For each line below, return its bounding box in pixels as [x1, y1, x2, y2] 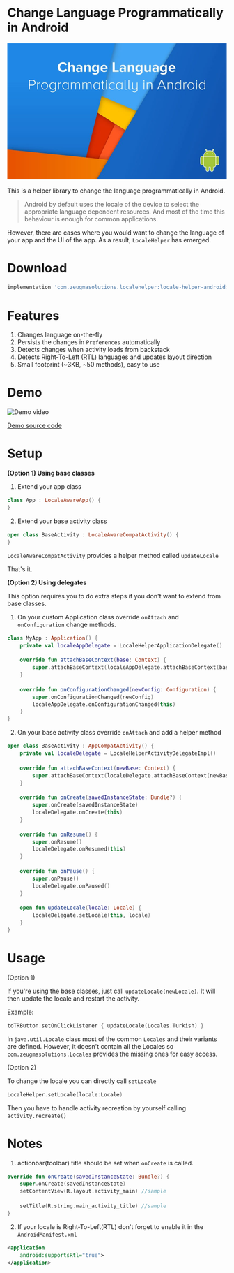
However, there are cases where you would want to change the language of [7, 228, 225, 237]
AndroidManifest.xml [17, 1231, 77, 1238]
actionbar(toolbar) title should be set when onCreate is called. [17, 1158, 194, 1167]
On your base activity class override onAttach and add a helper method [17, 728, 221, 737]
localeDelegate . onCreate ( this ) [32, 809, 123, 816]
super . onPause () [32, 875, 79, 882]
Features [7, 307, 60, 323]
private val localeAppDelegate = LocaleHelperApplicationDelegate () [19, 642, 223, 649]
